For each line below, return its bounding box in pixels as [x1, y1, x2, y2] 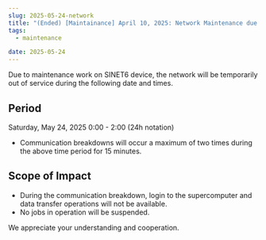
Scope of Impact [8, 169, 91, 183]
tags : [8, 26, 26, 34]
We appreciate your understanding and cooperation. [8, 223, 180, 232]
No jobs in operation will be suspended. [19, 207, 150, 217]
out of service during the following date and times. [8, 79, 173, 88]
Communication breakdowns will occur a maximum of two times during [19, 137, 253, 147]
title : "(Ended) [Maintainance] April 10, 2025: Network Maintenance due [8, 19, 258, 27]
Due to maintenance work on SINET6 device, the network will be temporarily [8, 70, 258, 79]
